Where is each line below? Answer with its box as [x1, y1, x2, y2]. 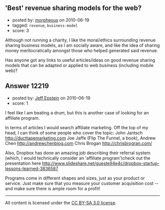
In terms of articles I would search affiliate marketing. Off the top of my [5, 124, 149, 130]
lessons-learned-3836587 [5, 165, 58, 172]
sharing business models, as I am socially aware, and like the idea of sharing [5, 42, 160, 48]
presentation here [5, 160, 41, 166]
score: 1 [12, 100, 28, 106]
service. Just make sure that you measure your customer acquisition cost [5, 180, 154, 186]
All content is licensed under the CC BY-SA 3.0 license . [5, 200, 117, 206]
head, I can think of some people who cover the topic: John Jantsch [5, 130, 143, 136]
